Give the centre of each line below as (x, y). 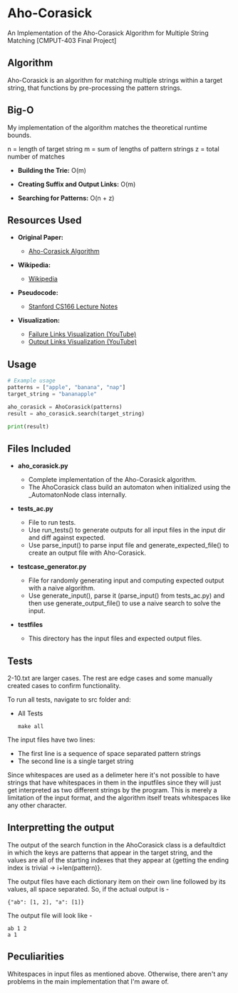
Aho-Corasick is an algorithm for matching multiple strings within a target (115, 80)
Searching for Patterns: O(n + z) (66, 198)
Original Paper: (41, 238)
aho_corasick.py (43, 466)
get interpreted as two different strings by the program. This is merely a (112, 790)
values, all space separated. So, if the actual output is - (88, 889)
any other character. (37, 805)
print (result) (29, 426)
